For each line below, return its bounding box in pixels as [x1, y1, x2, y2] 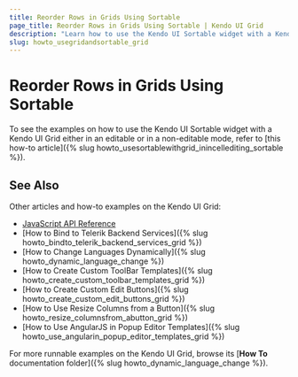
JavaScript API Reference [21, 219, 116, 228]
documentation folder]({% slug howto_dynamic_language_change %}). [9, 358, 269, 368]
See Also [9, 178, 59, 193]
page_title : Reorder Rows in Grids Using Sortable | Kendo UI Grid [9, 21, 264, 30]
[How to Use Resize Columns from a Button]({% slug [21, 303, 216, 313]
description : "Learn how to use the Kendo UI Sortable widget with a [9, 29, 272, 38]
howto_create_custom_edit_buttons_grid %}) [21, 294, 185, 304]
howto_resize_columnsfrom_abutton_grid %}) [21, 312, 189, 323]
